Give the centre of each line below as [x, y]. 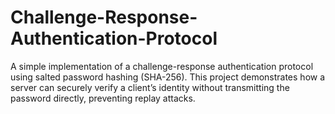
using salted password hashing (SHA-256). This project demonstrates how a [168, 77]
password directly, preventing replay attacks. [103, 98]
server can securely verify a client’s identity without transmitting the [150, 87]
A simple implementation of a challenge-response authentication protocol [162, 66]
